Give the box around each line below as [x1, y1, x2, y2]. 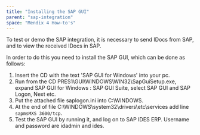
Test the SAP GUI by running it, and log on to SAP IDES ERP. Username [14, 116, 190, 123]
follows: [6, 60, 26, 67]
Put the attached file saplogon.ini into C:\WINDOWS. [14, 97, 144, 104]
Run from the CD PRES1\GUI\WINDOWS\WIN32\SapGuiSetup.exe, [14, 78, 177, 85]
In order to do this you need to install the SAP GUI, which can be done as [6, 54, 185, 61]
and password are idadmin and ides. [14, 123, 104, 130]
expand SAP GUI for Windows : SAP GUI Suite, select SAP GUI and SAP [14, 84, 191, 92]
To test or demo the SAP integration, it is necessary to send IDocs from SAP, [6, 36, 194, 43]
